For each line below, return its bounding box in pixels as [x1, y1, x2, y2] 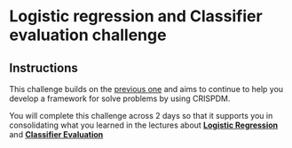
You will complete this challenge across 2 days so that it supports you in [9, 111, 273, 121]
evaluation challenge [9, 25, 167, 45]
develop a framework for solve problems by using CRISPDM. [9, 93, 231, 104]
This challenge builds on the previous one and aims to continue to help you [9, 84, 284, 94]
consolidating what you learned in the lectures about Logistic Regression [9, 120, 279, 130]
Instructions [9, 60, 78, 75]
